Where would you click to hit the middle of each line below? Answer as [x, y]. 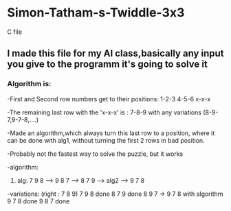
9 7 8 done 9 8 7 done [38, 201]
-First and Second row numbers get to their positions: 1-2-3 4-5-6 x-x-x [109, 99]
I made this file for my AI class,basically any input [115, 53]
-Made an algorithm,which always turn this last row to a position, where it [111, 133]
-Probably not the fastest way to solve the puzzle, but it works [95, 154]
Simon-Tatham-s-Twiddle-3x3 [96, 13]
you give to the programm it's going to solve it [107, 64]
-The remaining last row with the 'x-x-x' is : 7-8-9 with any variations [104, 112]
